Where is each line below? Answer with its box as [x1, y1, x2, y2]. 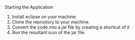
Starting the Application [4, 4, 53, 10]
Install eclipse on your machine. [11, 14, 77, 19]
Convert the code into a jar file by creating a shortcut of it [11, 24, 130, 30]
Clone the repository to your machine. [11, 19, 90, 25]
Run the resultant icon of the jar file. [11, 30, 86, 35]
